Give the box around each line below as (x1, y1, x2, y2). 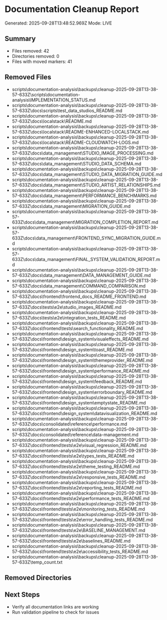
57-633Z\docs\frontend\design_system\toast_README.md (11, 346, 133, 352)
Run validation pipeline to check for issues (11, 609, 99, 615)
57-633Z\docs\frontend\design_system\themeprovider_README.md (11, 357, 153, 363)
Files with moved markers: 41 (11, 58, 72, 64)
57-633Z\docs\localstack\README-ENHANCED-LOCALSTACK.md (11, 128, 149, 134)
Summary (4, 34, 36, 43)
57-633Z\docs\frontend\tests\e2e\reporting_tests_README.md (11, 484, 142, 490)
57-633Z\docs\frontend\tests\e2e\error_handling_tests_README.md (11, 516, 153, 522)
